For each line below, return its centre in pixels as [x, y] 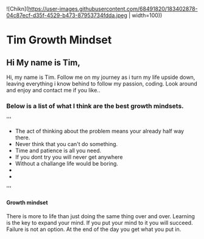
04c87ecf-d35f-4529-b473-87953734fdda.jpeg [67, 15]
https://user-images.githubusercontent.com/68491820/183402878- [113, 9]
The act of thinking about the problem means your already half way [100, 131]
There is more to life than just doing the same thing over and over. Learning [100, 216]
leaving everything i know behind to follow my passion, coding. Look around [102, 84]
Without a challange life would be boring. [67, 164]
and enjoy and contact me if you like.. [53, 90]
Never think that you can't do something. [66, 144]
